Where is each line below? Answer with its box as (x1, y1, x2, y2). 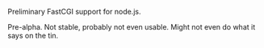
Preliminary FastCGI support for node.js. (7, 7, 141, 16)
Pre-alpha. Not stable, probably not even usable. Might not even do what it (7, 22, 256, 31)
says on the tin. (7, 31, 59, 40)
